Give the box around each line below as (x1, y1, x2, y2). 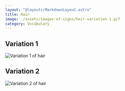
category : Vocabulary (5, 21, 50, 26)
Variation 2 (5, 67, 40, 76)
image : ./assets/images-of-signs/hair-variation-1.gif (5, 16, 121, 21)
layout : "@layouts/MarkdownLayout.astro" (5, 7, 92, 12)
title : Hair (5, 12, 30, 17)
